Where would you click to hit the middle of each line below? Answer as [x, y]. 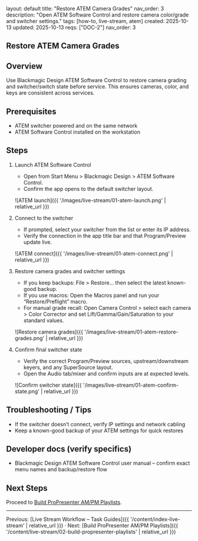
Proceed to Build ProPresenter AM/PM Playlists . [64, 503]
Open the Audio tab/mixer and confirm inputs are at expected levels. [106, 373]
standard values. [44, 320]
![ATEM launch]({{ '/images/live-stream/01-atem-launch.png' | [90, 200]
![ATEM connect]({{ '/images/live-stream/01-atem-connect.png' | [94, 253]
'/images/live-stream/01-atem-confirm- [131, 385]
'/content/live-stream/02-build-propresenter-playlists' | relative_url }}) [91, 532]
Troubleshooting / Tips [49, 410]
